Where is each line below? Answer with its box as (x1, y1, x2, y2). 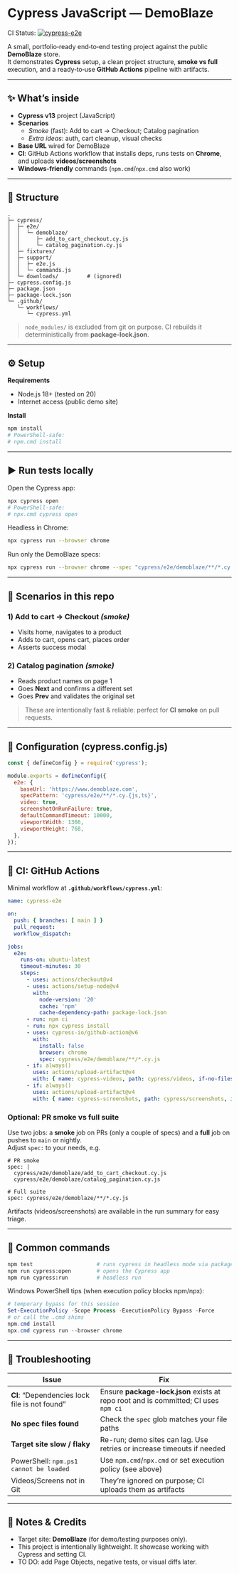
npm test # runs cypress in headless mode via (7, 1261, 208, 1268)
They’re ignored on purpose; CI (100, 1475, 205, 1485)
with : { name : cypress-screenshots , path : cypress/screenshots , (33, 1095, 228, 1103)
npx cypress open (7, 497, 59, 505)
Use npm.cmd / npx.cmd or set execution (100, 1455, 225, 1465)
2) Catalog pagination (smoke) (7, 661, 115, 670)
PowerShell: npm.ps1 (11, 1456, 78, 1466)
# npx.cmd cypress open (7, 510, 78, 517)
